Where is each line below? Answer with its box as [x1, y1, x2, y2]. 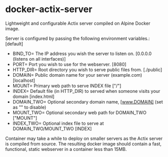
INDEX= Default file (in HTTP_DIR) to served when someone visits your [12, 88, 160, 94]
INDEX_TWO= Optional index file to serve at [12, 120, 104, 126]
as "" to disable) [12, 104, 47, 110]
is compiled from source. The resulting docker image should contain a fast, [5, 140, 162, 147]
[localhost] [12, 77, 35, 83]
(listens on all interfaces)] [12, 56, 66, 62]
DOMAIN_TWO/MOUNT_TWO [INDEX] [12, 125, 92, 132]
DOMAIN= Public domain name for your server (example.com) [12, 72, 143, 78]
